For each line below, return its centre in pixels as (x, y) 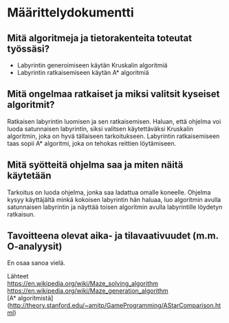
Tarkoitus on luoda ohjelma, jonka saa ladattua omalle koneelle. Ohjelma (109, 192)
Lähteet (18, 276)
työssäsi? (29, 48)
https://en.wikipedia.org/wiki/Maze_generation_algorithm (88, 291)
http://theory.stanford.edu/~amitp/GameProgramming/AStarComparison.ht (115, 305)
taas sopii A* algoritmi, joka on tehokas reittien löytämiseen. (92, 143)
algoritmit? (31, 105)
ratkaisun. (21, 214)
